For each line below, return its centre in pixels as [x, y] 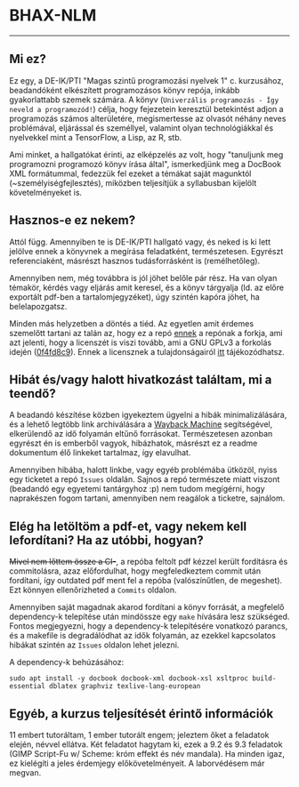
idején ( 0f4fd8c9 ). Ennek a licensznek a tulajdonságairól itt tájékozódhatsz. [147, 351]
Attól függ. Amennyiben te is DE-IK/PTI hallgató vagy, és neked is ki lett [140, 242]
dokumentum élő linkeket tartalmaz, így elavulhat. [100, 453]
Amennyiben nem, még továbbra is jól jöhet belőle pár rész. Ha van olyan [143, 277]
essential [28, 687]
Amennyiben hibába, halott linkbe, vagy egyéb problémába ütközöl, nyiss [143, 470]
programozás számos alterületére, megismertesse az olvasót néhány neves [148, 118]
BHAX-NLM [53, 16]
